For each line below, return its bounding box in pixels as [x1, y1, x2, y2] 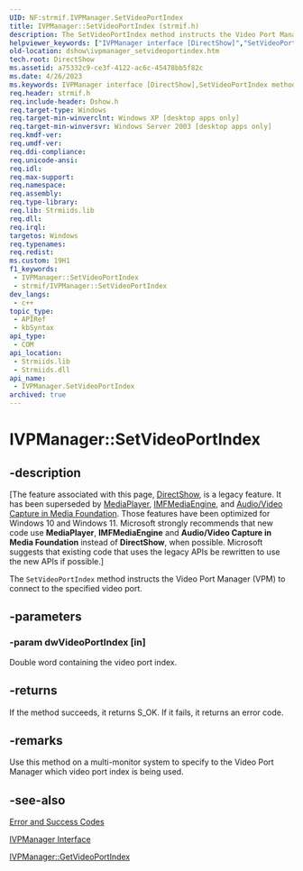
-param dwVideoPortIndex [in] [9, 637, 146, 649]
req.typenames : [9, 240, 67, 249]
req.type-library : [9, 197, 78, 207]
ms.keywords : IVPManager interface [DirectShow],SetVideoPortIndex [9, 80, 269, 89]
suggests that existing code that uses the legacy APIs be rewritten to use [9, 546, 280, 557]
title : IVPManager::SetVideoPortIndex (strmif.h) [9, 22, 200, 31]
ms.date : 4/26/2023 [9, 72, 83, 81]
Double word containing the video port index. [9, 656, 178, 667]
